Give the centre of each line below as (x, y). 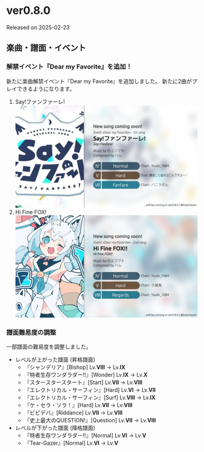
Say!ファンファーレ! (40, 101)
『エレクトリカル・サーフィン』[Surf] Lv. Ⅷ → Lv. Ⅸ (90, 397)
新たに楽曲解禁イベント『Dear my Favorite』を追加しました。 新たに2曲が (99, 81)
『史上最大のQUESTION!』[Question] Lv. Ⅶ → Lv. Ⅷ (90, 420)
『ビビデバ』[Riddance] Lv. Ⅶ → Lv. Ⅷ (73, 413)
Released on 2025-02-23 (38, 27)
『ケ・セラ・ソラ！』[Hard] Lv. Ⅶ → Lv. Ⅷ (78, 405)
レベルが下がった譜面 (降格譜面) (55, 428)
